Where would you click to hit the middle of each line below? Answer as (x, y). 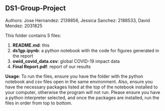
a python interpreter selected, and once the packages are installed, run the (82, 97)
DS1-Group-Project (35, 8)
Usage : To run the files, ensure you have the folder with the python (74, 76)
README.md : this (31, 45)
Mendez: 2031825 (24, 26)
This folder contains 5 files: (33, 35)
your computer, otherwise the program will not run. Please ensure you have (83, 92)
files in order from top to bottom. (39, 103)
